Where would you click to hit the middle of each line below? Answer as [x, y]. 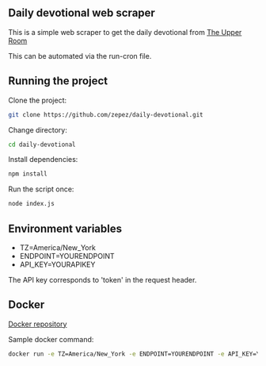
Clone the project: [38, 100]
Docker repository [38, 324]
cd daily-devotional [42, 144]
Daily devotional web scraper [82, 13]
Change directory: [38, 129]
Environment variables [65, 228]
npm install [28, 174]
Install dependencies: [43, 160]
